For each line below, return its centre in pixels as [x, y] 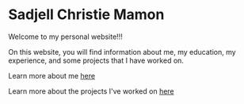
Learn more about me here [52, 75]
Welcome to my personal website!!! [65, 37]
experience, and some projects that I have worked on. [96, 60]
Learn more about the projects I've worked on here [91, 91]
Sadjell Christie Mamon [86, 15]
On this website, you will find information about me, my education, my [122, 52]
